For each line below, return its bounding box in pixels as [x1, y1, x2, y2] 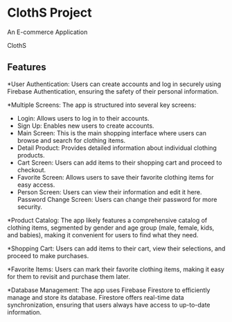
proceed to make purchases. [7, 251, 89, 260]
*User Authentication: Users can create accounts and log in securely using [7, 80, 222, 88]
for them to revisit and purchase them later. [7, 272, 130, 280]
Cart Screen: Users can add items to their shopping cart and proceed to [17, 158, 222, 167]
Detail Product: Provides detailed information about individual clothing [17, 144, 217, 152]
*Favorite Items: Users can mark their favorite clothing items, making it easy [7, 265, 225, 273]
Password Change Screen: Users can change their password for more [17, 195, 217, 203]
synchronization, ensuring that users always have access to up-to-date [7, 300, 211, 309]
